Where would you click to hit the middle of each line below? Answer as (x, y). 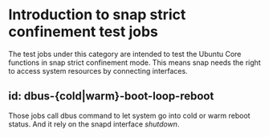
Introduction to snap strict (97, 15)
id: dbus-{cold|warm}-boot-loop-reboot (111, 97)
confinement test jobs (84, 32)
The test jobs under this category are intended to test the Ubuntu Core (125, 54)
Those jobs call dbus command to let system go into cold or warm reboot (129, 115)
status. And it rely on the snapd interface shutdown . (94, 124)
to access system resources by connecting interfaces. (98, 71)
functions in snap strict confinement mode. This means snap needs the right (134, 62)
